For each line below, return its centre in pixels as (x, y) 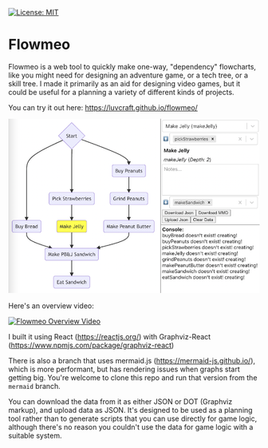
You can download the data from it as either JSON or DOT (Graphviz (120, 402)
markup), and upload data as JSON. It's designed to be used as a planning (130, 410)
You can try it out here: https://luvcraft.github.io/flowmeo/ (103, 107)
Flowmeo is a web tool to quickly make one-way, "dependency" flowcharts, (132, 66)
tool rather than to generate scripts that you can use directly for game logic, (133, 418)
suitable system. (35, 436)
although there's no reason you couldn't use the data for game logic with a (131, 427)
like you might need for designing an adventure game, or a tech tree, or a (128, 75)
